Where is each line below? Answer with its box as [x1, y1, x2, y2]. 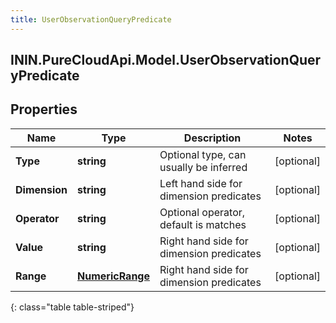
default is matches [159, 217, 247, 231]
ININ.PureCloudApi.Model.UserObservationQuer [10, 52, 322, 69]
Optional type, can [159, 147, 247, 161]
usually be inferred [159, 160, 248, 174]
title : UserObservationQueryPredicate [10, 14, 172, 25]
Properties [10, 101, 78, 118]
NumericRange [77, 269, 151, 283]
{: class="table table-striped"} [10, 301, 135, 313]
